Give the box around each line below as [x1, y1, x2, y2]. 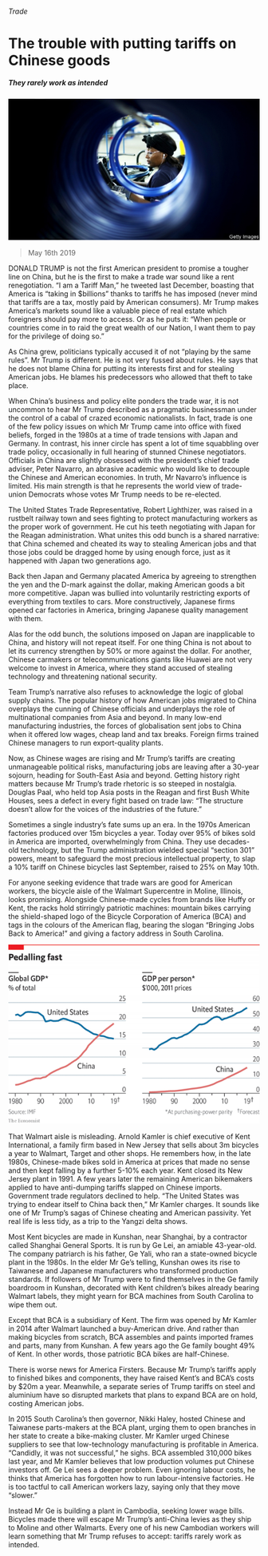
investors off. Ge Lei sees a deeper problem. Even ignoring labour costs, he [8, 1465, 256, 1475]
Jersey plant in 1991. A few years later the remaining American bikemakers [8, 1174, 253, 1183]
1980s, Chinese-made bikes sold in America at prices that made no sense [8, 1157, 250, 1166]
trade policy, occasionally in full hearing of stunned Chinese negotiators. [8, 447, 246, 457]
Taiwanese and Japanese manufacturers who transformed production [8, 1265, 238, 1275]
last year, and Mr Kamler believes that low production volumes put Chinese [8, 1456, 254, 1466]
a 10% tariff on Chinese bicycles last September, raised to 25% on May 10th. [8, 862, 259, 872]
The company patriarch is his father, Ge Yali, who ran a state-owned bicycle [8, 1249, 258, 1258]
